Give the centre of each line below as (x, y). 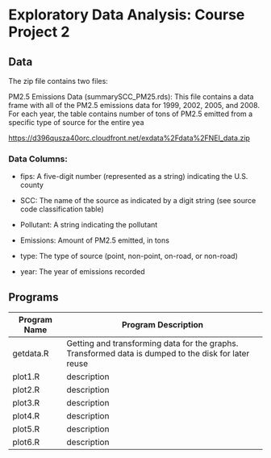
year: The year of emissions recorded (82, 272)
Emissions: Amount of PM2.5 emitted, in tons (94, 240)
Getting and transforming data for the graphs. (152, 343)
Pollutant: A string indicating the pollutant (89, 225)
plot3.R (26, 403)
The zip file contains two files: (58, 81)
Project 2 (39, 32)
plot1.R (26, 377)
